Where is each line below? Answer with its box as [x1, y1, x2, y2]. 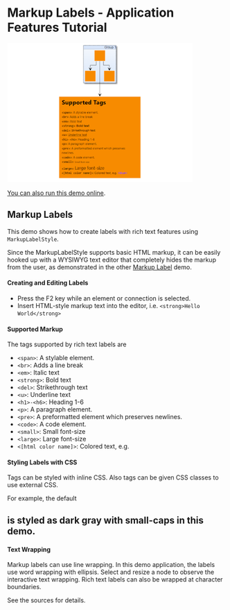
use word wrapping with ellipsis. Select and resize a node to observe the [7, 568, 215, 577]
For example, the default [7, 494, 77, 502]
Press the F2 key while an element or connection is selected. [17, 294, 191, 303]
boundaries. [7, 583, 42, 591]
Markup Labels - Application [7, 5, 175, 21]
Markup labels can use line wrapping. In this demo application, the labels [7, 561, 215, 569]
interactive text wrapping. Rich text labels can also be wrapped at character [7, 575, 223, 584]
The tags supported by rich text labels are [7, 340, 127, 348]
